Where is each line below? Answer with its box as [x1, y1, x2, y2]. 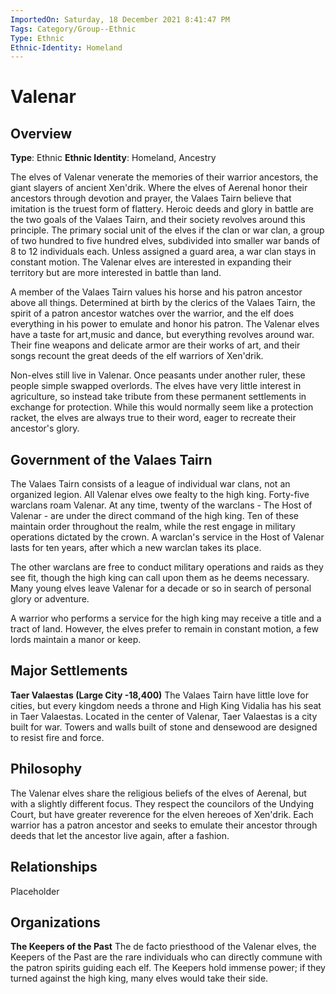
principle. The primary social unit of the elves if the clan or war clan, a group [10, 224, 325, 236]
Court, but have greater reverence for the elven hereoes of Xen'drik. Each [10, 808, 314, 820]
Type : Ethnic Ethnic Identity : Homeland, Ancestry [10, 152, 217, 164]
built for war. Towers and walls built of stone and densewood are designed [10, 721, 318, 733]
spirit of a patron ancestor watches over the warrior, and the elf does [10, 307, 295, 320]
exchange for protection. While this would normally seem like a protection [10, 401, 314, 413]
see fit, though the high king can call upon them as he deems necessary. [10, 572, 310, 584]
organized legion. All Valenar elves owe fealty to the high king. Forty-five [10, 489, 310, 501]
